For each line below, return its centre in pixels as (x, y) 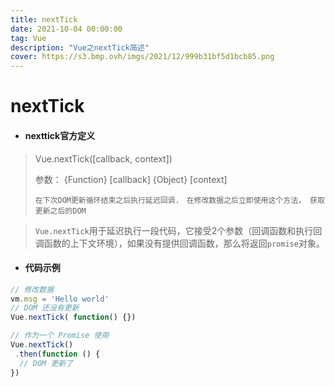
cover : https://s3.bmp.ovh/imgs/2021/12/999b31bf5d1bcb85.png (142, 57)
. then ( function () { (57, 354)
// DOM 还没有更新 (45, 308)
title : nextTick (44, 19)
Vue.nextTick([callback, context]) (103, 158)
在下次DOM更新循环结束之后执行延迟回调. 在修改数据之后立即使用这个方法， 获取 (179, 200)
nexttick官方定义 (60, 135)
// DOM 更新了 (46, 363)
